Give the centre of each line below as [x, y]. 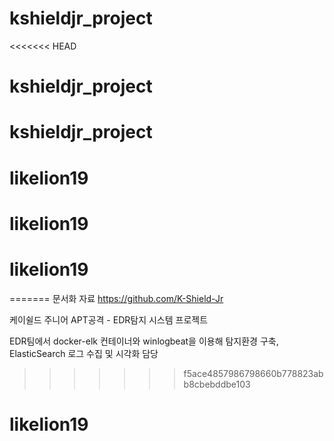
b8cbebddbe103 [217, 384]
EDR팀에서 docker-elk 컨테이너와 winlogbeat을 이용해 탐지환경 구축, [144, 341]
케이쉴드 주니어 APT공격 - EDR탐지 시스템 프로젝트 [109, 319]
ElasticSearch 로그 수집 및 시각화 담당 [84, 353]
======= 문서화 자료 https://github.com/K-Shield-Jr [116, 298]
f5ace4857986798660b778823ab [253, 373]
